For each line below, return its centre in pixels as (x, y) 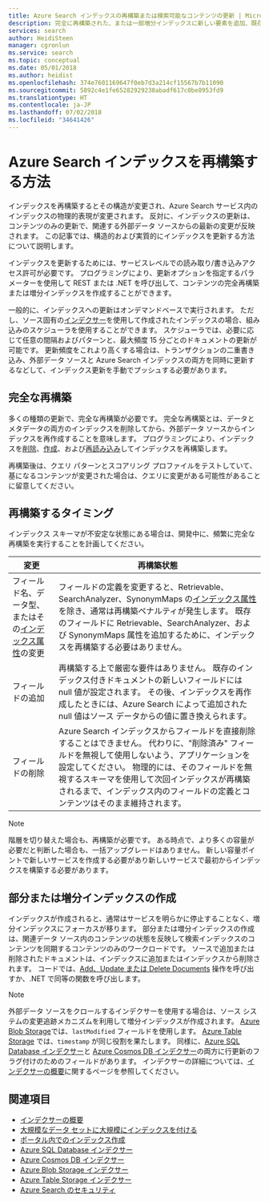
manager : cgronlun (39, 46)
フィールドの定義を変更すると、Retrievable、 (144, 587)
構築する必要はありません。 (134, 647)
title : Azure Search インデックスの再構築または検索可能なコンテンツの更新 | (125, 16)
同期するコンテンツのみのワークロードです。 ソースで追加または (149, 949)
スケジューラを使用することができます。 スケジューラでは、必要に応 (142, 330)
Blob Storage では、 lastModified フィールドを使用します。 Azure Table (125, 1031)
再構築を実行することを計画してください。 (78, 544)
